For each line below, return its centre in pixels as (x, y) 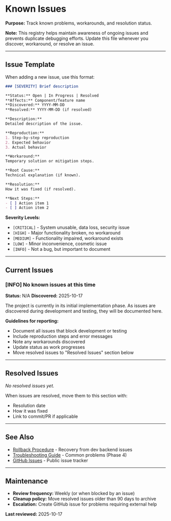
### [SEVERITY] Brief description (42, 86)
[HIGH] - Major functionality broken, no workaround (66, 233)
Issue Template (30, 65)
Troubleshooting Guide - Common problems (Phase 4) (70, 455)
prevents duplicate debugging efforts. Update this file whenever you (77, 38)
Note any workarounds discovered (49, 341)
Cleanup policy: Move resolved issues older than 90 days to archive (84, 499)
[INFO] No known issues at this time (50, 285)
